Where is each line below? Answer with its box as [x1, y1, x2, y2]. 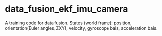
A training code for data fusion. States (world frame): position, [5, 20, 132, 26]
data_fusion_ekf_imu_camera [5, 3, 128, 15]
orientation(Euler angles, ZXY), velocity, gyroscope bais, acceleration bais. [5, 25, 158, 31]
